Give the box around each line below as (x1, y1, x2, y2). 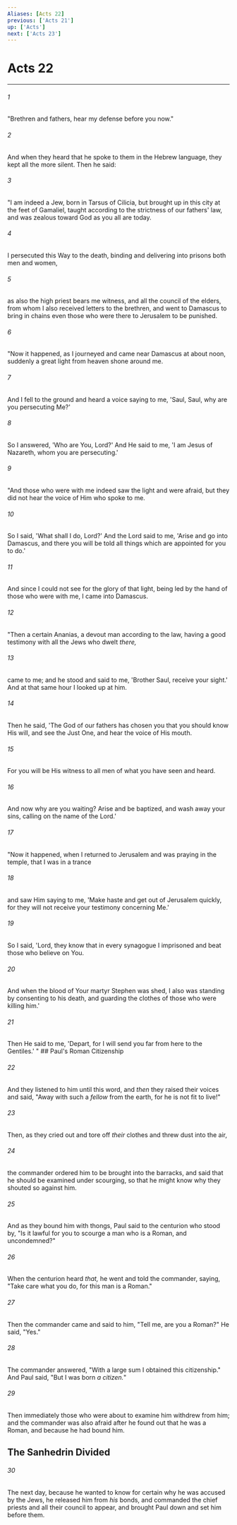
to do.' (7, 547, 26, 555)
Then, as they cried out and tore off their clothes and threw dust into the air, (7, 1130, 228, 1139)
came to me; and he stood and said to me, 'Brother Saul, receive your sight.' (7, 675, 228, 684)
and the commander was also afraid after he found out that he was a (7, 1418, 207, 1427)
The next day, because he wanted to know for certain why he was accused (7, 1488, 226, 1496)
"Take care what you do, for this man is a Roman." (7, 1282, 153, 1291)
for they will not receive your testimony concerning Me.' (7, 903, 169, 911)
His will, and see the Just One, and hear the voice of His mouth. (7, 729, 193, 737)
